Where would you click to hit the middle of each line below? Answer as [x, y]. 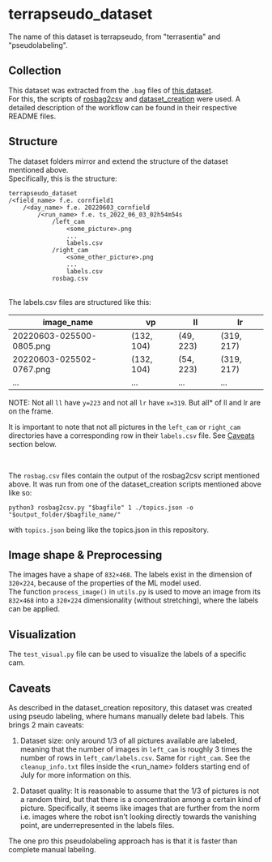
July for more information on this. [76, 775]
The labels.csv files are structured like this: [80, 302]
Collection [35, 71]
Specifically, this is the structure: [63, 178]
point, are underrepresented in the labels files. [97, 825]
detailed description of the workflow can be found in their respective [123, 107]
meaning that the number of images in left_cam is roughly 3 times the [136, 749]
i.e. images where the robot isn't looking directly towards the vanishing [138, 817]
